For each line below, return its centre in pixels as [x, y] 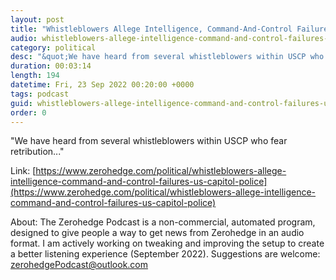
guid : [21, 103]
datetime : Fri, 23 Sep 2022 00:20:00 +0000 [102, 85]
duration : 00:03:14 [51, 66]
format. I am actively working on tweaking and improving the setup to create [167, 243]
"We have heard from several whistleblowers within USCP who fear [149, 141]
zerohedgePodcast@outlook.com [79, 265]
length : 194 [35, 76]
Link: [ [23, 171]
